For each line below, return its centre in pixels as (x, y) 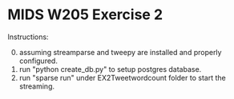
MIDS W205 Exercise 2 (85, 15)
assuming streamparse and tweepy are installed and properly (120, 52)
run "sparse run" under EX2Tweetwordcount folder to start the (122, 77)
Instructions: (28, 37)
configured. (38, 61)
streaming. (37, 86)
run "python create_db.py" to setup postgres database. (110, 69)
